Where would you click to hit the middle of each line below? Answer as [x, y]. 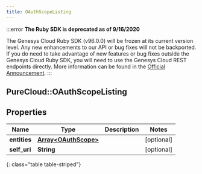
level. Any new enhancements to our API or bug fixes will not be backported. [101, 47]
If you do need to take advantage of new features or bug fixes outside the [98, 53]
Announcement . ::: [29, 72]
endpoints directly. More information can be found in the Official [86, 66]
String [46, 149]
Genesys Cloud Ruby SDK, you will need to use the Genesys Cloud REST [96, 60]
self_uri [20, 149]
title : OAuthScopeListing [39, 12]
